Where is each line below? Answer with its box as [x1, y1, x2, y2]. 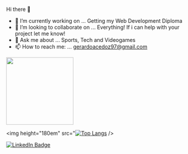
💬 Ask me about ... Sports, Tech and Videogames [14, 37, 136, 43]
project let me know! [14, 30, 66, 37]
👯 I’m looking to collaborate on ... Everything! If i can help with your [14, 24, 180, 31]
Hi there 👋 [6, 6, 31, 13]
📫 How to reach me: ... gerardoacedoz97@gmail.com [14, 43, 147, 50]
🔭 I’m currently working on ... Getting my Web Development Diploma [14, 17, 183, 24]
